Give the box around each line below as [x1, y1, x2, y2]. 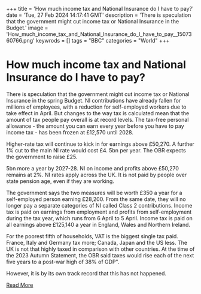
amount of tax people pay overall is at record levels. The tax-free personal [6, 116, 189, 123]
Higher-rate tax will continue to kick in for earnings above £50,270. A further [6, 140, 194, 148]
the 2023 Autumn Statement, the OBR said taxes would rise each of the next [6, 251, 194, 259]
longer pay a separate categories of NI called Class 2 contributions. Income [6, 202, 193, 209]
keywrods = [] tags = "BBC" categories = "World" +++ [35, 37, 170, 44]
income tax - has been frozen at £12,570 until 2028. [6, 128, 133, 136]
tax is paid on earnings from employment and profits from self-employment [6, 208, 192, 215]
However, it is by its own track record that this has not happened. [6, 269, 166, 277]
